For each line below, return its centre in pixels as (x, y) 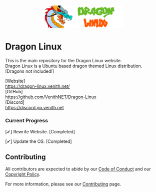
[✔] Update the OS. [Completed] (38, 141)
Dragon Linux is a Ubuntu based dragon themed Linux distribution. (74, 66)
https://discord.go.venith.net (34, 108)
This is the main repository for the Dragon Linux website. (64, 61)
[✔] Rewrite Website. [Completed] (40, 131)
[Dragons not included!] (29, 71)
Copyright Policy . (23, 174)
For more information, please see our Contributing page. (63, 184)
